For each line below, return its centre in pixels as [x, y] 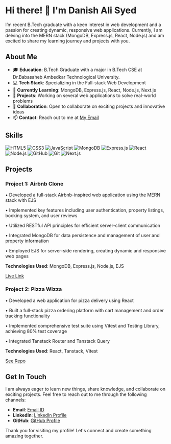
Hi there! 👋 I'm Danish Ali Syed [71, 10]
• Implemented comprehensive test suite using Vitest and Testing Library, [82, 325]
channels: [16, 400]
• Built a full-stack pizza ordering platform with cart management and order [85, 310]
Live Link [15, 276]
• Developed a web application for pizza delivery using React [70, 300]
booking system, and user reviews [41, 216]
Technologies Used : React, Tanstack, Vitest [52, 351]
